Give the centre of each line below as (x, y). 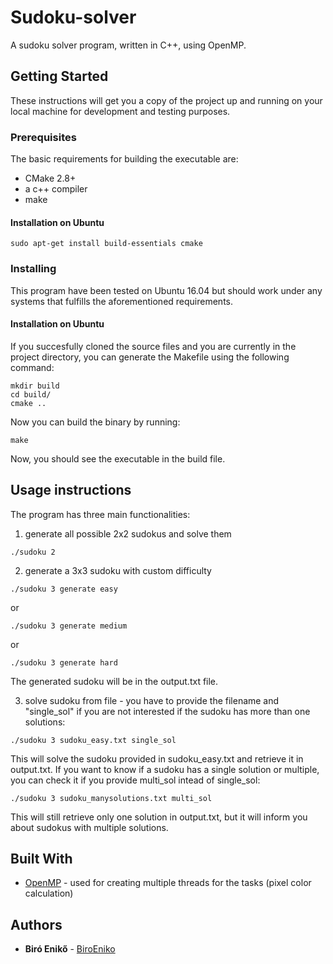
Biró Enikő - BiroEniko (70, 949)
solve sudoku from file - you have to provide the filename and (152, 700)
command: (32, 367)
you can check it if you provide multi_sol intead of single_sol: (135, 780)
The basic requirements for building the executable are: (124, 159)
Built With (41, 858)
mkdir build (35, 386)
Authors (36, 924)
